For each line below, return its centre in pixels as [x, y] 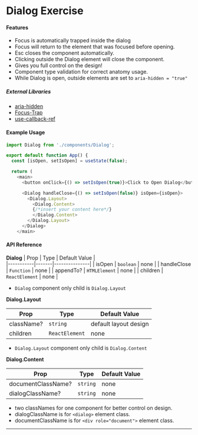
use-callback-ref [35, 119]
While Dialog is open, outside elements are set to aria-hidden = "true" [101, 78]
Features [17, 27]
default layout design [120, 324]
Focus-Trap [29, 112]
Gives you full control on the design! [59, 65]
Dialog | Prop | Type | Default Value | [51, 258]
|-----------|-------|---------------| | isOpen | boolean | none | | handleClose [99, 264]
